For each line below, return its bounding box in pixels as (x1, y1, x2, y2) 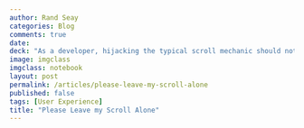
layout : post (9, 72, 59, 81)
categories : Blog (9, 22, 75, 31)
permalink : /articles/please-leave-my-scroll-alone (9, 80, 208, 89)
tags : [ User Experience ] (9, 96, 103, 106)
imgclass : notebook (9, 64, 83, 73)
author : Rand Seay (9, 13, 79, 23)
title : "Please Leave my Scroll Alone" (9, 105, 160, 114)
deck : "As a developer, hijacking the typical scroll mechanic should (9, 47, 281, 56)
